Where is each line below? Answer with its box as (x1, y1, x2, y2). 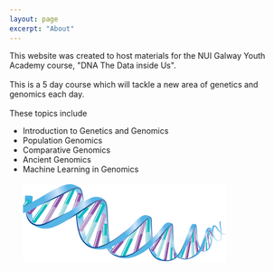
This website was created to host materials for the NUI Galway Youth (9, 50, 266, 61)
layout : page (9, 14, 59, 23)
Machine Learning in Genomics (22, 164, 139, 174)
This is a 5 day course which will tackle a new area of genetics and (9, 79, 259, 89)
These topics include (9, 107, 88, 118)
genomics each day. (9, 89, 85, 99)
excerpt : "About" (9, 23, 75, 33)
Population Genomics (22, 135, 103, 145)
